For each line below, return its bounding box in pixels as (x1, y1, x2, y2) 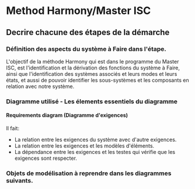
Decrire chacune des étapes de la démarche (6, 27, 170, 37)
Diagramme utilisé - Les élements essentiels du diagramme (6, 97, 178, 106)
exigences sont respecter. (14, 155, 78, 162)
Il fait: (6, 125, 19, 132)
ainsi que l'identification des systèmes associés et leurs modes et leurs (6, 70, 177, 77)
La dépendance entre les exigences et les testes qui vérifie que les (14, 149, 176, 155)
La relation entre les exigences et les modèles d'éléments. (14, 142, 155, 149)
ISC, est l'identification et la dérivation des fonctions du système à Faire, (6, 64, 180, 71)
